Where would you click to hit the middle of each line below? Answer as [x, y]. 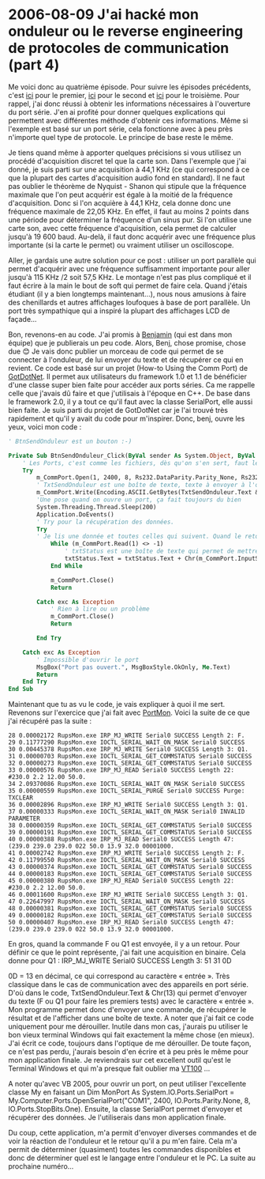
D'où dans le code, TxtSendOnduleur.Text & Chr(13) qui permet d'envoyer [127, 993]
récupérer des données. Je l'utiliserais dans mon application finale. [117, 1117]
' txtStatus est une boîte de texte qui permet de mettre [162, 551]
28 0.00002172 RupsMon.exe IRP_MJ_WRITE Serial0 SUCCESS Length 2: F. [127, 736]
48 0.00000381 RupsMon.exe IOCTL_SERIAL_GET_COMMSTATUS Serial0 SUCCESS [130, 909]
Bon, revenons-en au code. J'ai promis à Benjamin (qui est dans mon [120, 334]
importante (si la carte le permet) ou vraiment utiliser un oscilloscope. [121, 245]
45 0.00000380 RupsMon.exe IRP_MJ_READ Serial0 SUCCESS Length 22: [121, 881]
